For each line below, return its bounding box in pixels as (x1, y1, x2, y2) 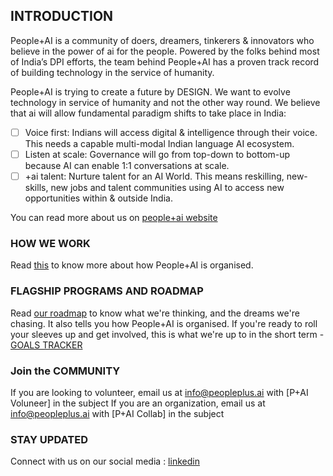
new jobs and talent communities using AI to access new (50, 182, 285, 193)
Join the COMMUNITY (10, 364, 121, 378)
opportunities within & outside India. (24, 192, 173, 204)
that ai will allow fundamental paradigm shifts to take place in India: (10, 107, 287, 119)
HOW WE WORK (10, 236, 91, 250)
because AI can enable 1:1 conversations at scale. (24, 159, 230, 171)
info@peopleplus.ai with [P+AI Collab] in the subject (10, 407, 225, 419)
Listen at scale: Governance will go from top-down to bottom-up (24, 148, 291, 160)
